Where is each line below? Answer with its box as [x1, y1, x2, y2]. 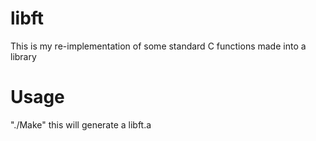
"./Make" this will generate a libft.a [10, 118, 152, 131]
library [10, 50, 37, 62]
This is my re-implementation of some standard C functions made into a [10, 40, 307, 52]
